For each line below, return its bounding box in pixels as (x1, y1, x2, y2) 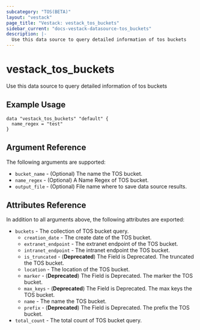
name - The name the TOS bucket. (23, 298, 107, 305)
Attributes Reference (6, 200, 86, 210)
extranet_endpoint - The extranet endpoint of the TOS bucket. (23, 241, 178, 248)
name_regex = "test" (11, 121, 63, 127)
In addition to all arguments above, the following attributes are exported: (6, 216, 185, 223)
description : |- (6, 31, 47, 37)
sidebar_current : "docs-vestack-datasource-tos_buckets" (6, 25, 152, 32)
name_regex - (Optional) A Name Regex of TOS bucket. (14, 176, 149, 184)
